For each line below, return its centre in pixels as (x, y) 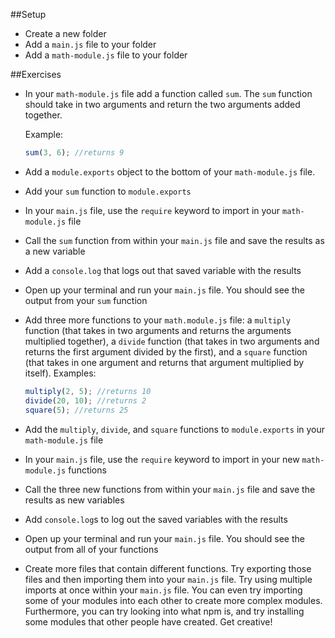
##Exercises (36, 74)
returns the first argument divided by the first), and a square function (166, 351)
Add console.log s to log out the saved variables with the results (156, 519)
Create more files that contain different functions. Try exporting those (168, 568)
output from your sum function (86, 300)
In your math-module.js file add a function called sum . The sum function (168, 93)
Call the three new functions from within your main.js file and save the (170, 489)
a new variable (55, 251)
